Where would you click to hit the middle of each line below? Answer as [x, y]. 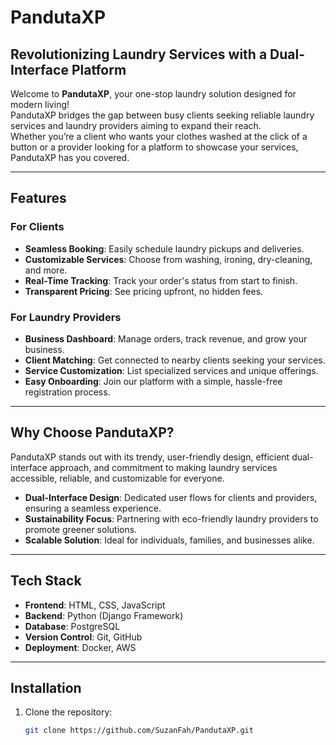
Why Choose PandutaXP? [92, 432]
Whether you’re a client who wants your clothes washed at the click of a [159, 136]
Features [38, 198]
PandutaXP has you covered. [70, 157]
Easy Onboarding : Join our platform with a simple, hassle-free [153, 381]
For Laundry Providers [66, 317]
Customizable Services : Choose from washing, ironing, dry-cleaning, [168, 259]
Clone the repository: [68, 712]
